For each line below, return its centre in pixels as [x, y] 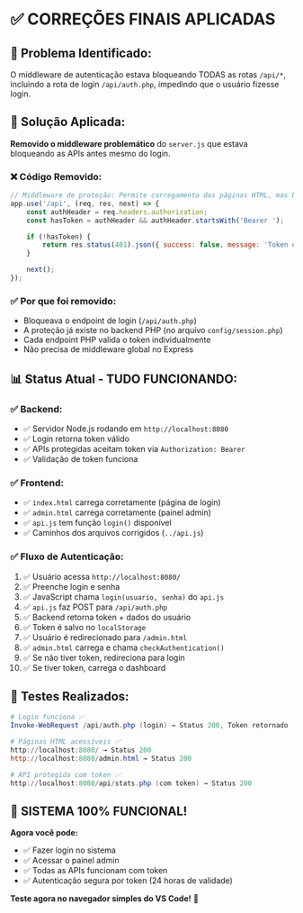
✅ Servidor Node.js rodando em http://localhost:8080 [125, 429]
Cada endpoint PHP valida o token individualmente [117, 340]
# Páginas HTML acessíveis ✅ [66, 742]
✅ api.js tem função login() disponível [97, 523]
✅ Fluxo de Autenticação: [67, 556]
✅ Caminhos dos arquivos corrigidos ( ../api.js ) [113, 533]
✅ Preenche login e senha [71, 586]
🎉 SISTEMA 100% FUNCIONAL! [99, 811]
